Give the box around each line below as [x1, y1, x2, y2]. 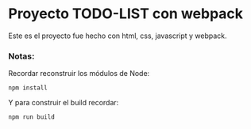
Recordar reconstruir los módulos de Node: [8, 69, 150, 78]
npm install [8, 84, 48, 92]
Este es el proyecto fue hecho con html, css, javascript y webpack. [8, 31, 228, 40]
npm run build [8, 113, 56, 121]
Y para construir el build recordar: [8, 98, 119, 108]
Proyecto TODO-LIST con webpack [8, 5, 244, 23]
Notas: [8, 51, 35, 62]
